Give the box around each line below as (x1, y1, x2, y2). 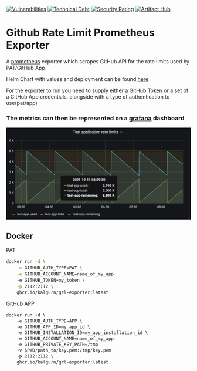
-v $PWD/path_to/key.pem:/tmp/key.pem (16, 348, 111, 353)
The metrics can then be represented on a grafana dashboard (6, 114, 185, 122)
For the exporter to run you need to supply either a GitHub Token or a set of (6, 87, 189, 94)
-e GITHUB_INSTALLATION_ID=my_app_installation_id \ (16, 330, 148, 336)
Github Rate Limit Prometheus (6, 26, 155, 39)
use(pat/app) (6, 99, 38, 106)
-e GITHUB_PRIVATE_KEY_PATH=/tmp (16, 342, 98, 348)
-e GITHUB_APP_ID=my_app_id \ (16, 324, 91, 330)
